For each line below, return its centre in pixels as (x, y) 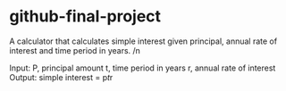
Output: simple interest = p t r (61, 77)
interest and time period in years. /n (75, 50)
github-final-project (85, 17)
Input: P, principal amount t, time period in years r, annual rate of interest (143, 68)
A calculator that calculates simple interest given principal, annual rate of (143, 41)
